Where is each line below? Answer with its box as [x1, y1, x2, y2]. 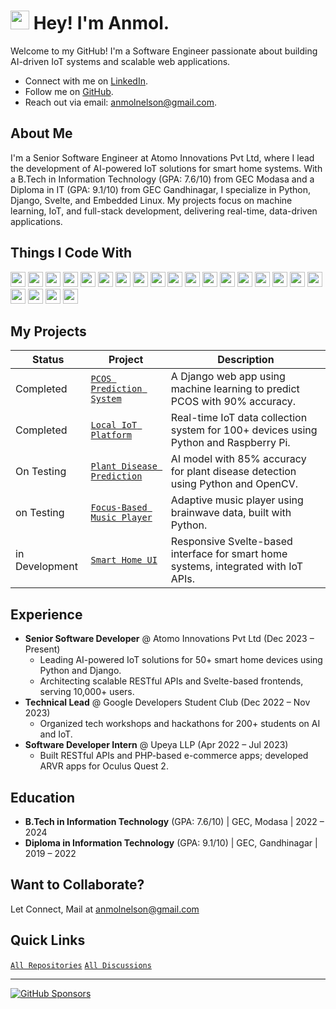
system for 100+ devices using [170, 423, 318, 437]
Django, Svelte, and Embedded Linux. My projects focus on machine [10, 194, 293, 206]
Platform [90, 430, 133, 441]
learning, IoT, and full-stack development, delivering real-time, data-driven [10, 205, 318, 217]
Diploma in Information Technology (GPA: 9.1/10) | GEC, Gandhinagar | [24, 837, 318, 849]
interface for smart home [170, 547, 288, 561]
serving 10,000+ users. [39, 686, 135, 698]
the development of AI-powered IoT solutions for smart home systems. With [10, 162, 323, 174]
